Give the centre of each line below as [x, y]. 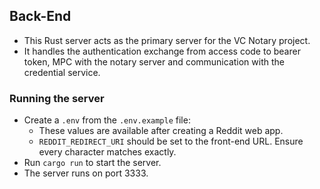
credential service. [62, 72]
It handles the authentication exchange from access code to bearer [162, 51]
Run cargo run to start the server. [92, 163]
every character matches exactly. [107, 152]
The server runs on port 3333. [86, 173]
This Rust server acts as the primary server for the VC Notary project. [167, 40]
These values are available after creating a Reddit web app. [161, 131]
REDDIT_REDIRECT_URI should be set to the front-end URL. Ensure [171, 141]
